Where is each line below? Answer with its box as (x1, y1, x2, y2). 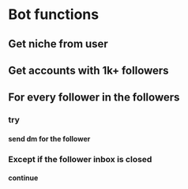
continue (8, 173, 39, 183)
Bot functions (8, 6, 100, 24)
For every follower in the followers (8, 91, 180, 104)
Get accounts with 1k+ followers (8, 63, 169, 77)
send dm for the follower (8, 134, 91, 143)
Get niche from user (8, 37, 108, 51)
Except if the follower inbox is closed (8, 153, 152, 164)
